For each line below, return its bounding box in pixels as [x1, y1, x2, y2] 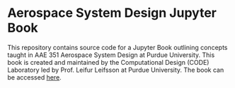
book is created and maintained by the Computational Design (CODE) [7, 58, 210, 66]
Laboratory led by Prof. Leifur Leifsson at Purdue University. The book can [7, 65, 224, 74]
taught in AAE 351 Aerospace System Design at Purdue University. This [7, 51, 215, 59]
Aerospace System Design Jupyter [7, 5, 217, 21]
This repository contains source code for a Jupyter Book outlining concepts [7, 43, 228, 51]
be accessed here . [7, 73, 62, 82]
